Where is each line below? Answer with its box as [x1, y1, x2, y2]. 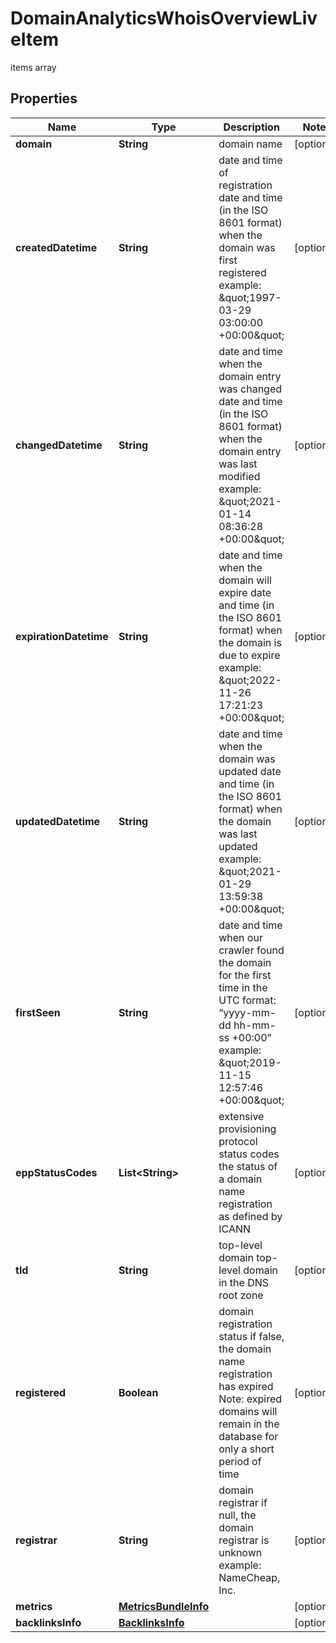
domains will [218, 1404, 278, 1418]
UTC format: [218, 993, 277, 1007]
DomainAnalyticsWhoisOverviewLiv [10, 7, 318, 30]
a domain [218, 1172, 263, 1186]
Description [223, 120, 280, 134]
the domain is [218, 635, 282, 649]
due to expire [218, 648, 281, 662]
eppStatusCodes [15, 1165, 98, 1179]
